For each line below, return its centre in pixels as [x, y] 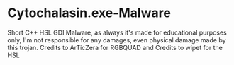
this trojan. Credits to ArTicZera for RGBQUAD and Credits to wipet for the [115, 47]
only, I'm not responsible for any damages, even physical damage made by [117, 40]
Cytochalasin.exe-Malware [89, 13]
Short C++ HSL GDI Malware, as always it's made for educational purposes [117, 32]
